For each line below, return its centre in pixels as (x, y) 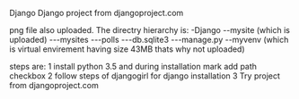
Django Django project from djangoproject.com (97, 13)
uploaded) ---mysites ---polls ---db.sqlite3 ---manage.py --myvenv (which (149, 40)
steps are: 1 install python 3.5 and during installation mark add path (133, 66)
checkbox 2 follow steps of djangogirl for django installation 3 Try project (145, 76)
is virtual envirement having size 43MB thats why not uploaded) (127, 49)
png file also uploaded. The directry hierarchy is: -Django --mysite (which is (149, 30)
